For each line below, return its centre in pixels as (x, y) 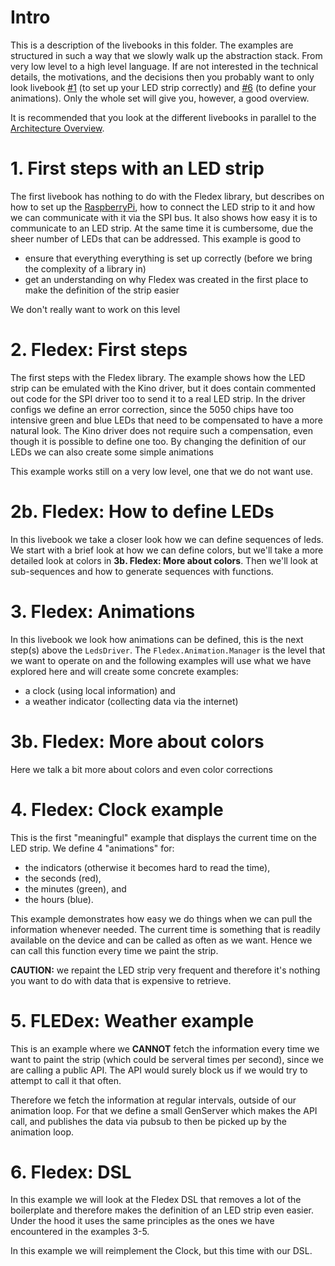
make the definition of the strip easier (102, 290)
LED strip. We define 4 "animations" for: (92, 848)
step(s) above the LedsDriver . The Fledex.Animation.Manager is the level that (168, 650)
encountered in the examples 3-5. (80, 1232)
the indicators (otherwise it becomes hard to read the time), (147, 867)
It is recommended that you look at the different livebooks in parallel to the (163, 117)
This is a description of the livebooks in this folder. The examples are (152, 45)
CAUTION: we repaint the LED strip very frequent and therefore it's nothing (165, 970)
